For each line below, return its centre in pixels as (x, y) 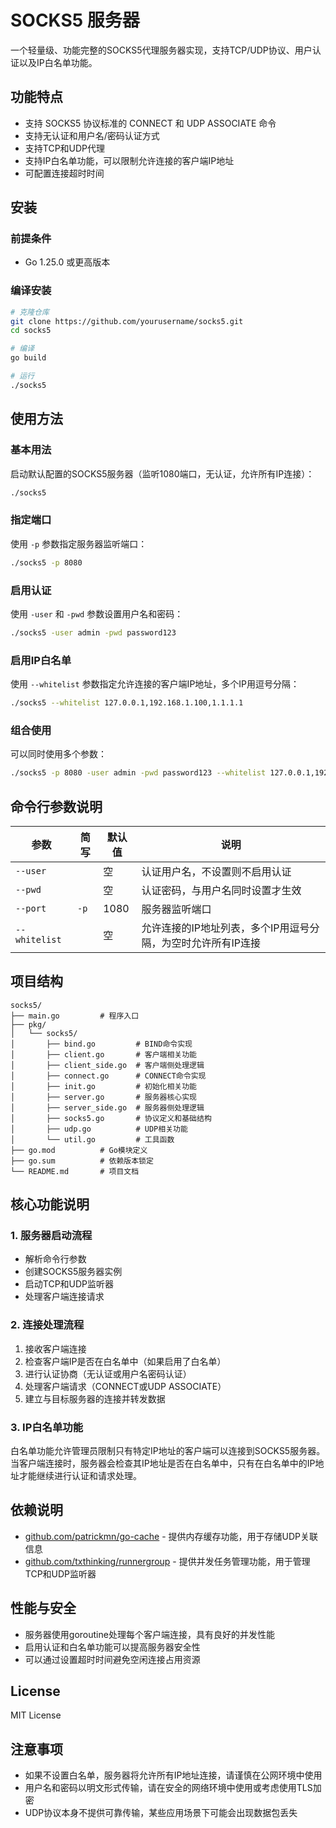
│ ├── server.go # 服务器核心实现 (103, 1097)
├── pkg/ (28, 1024)
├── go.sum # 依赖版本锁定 (82, 1161)
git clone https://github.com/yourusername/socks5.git (127, 321)
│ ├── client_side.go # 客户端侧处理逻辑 (107, 1065)
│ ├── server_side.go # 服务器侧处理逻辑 (107, 1107)
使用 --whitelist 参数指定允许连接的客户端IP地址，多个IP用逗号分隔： (155, 684)
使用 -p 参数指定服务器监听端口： (79, 543)
